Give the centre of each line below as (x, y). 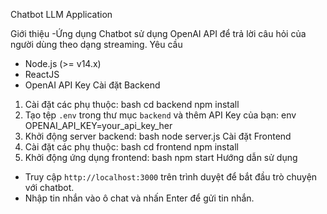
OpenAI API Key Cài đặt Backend (92, 85)
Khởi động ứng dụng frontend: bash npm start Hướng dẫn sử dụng (161, 157)
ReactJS (42, 74)
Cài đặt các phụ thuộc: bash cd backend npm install (132, 104)
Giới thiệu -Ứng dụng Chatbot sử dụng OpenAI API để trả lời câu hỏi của (158, 33)
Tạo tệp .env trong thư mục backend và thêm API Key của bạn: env (160, 115)
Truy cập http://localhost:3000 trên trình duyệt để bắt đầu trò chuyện (171, 177)
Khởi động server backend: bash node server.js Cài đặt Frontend (158, 136)
